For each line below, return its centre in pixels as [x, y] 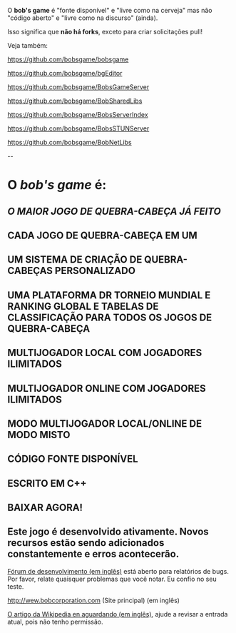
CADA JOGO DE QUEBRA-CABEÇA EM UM [102, 235]
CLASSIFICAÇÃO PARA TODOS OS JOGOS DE [110, 317]
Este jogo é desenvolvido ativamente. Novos [108, 532]
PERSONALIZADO [95, 271]
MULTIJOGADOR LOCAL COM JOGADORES [105, 353]
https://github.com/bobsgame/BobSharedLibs [75, 101]
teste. [16, 586]
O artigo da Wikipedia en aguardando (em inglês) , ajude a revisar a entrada [118, 614]
